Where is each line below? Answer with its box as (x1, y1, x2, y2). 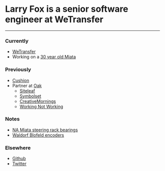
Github (12, 156, 26, 162)
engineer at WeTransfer (5, 14, 104, 25)
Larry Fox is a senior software (5, 3, 129, 15)
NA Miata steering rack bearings (12, 127, 78, 133)
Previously (5, 66, 31, 73)
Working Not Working (19, 103, 63, 109)
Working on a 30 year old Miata (12, 54, 76, 60)
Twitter (12, 161, 27, 167)
